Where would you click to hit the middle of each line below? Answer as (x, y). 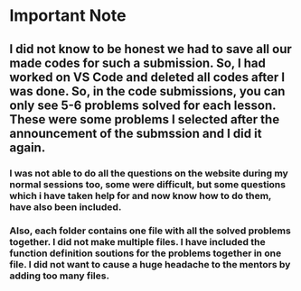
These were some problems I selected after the (145, 119)
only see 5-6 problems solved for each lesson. (143, 105)
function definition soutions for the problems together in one (146, 253)
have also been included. (66, 206)
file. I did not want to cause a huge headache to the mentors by (150, 265)
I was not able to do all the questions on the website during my (149, 173)
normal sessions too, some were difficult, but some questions (148, 184)
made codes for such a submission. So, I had (138, 63)
